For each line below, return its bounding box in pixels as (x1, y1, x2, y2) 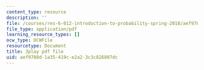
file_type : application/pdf (6, 26, 78, 32)
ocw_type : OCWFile (6, 37, 53, 43)
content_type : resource (6, 9, 67, 15)
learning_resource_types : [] (6, 32, 80, 38)
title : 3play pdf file (6, 49, 64, 55)
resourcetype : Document (6, 43, 67, 49)
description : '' (6, 15, 47, 21)
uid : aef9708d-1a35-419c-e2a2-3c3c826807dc (6, 54, 118, 60)
